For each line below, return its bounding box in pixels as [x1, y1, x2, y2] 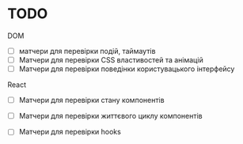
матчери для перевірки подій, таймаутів [18, 46, 156, 55]
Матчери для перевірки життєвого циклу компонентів [18, 112, 203, 121]
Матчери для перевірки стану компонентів [18, 96, 165, 105]
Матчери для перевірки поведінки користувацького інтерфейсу [18, 64, 235, 74]
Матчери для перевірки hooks [18, 127, 122, 137]
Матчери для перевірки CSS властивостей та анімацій [18, 55, 203, 64]
